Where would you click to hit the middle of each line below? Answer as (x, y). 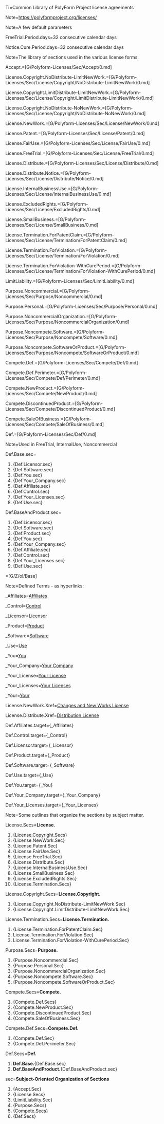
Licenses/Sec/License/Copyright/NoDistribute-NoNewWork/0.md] (76, 113)
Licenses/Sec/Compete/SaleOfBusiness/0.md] (55, 424)
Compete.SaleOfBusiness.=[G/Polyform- (49, 419)
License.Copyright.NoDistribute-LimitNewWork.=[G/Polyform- (71, 77)
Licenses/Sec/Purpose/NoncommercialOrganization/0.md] (67, 322)
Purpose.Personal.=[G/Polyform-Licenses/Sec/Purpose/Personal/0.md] (81, 306)
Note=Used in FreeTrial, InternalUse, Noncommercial (61, 444)
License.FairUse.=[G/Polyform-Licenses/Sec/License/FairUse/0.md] (78, 143)
